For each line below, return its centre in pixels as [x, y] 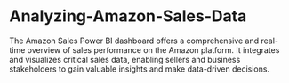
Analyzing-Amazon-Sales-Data [128, 16]
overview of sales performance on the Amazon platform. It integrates [153, 49]
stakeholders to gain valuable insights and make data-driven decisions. [139, 69]
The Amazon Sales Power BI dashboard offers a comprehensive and [134, 41]
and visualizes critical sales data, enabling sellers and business [125, 59]
